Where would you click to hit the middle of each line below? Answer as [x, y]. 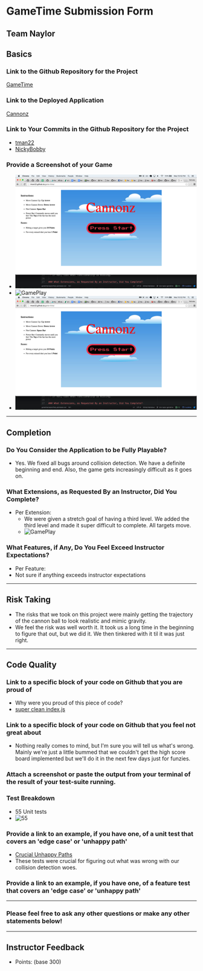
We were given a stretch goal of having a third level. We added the [107, 519]
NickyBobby [30, 149]
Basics [19, 54]
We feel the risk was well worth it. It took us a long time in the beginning [105, 627]
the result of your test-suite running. [61, 782]
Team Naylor [31, 34]
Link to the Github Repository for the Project [72, 71]
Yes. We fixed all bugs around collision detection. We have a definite [100, 463]
